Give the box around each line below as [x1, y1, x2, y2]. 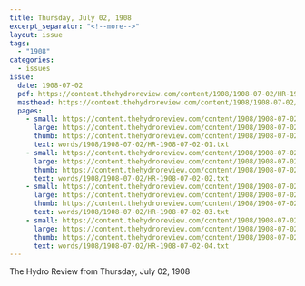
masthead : [17, 97, 54, 107]
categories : [9, 55, 54, 64]
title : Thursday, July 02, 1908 [9, 13, 132, 23]
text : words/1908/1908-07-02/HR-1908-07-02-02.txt [33, 173, 230, 182]
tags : [9, 38, 30, 48]
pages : [17, 106, 43, 115]
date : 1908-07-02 [17, 81, 84, 90]
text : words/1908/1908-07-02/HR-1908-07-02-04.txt [33, 242, 230, 251]
